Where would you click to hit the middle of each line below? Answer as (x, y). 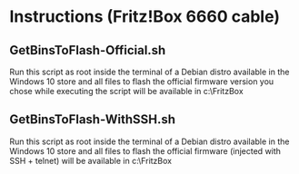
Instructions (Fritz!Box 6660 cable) (145, 17)
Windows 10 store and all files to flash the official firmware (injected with (145, 150)
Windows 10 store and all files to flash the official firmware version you (142, 82)
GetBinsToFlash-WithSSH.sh (92, 120)
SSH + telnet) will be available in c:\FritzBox (91, 160)
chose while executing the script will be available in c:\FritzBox (126, 91)
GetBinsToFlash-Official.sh (88, 50)
